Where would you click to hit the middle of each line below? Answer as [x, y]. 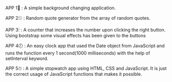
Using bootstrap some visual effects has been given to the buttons [76, 35]
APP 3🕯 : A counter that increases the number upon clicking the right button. [85, 30]
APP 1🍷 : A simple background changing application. [61, 8]
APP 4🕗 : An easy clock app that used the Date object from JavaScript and [85, 46]
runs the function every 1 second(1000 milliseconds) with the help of [78, 53]
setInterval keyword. [27, 58]
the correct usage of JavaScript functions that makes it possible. [74, 74]
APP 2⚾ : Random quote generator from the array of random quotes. [78, 18]
